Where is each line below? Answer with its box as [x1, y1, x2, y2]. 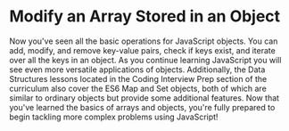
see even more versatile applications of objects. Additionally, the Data [9, 64, 266, 75]
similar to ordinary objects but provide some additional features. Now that [9, 92, 279, 103]
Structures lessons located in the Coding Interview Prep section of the [9, 73, 268, 84]
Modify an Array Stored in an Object [9, 6, 281, 27]
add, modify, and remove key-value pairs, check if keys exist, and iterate [9, 45, 277, 55]
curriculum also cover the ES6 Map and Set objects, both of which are [9, 83, 268, 94]
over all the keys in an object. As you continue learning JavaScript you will [9, 54, 282, 65]
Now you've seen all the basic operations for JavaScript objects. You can [9, 36, 278, 46]
